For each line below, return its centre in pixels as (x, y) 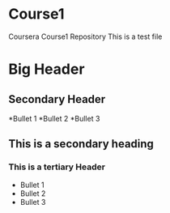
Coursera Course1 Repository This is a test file (85, 36)
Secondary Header (57, 99)
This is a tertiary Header (57, 167)
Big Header (47, 69)
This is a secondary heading (81, 144)
